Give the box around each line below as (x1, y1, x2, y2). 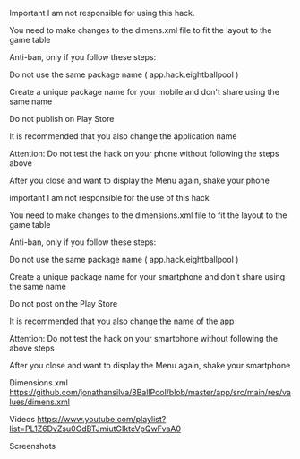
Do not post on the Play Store (9, 299, 118, 308)
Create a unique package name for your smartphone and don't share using (9, 272, 286, 281)
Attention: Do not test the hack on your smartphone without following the (9, 333, 279, 343)
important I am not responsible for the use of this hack (9, 193, 210, 203)
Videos (9, 414, 36, 424)
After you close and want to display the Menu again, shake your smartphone (9, 360, 291, 370)
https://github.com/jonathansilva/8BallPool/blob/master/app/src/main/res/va (9, 387, 291, 397)
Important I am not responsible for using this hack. (9, 8, 195, 18)
